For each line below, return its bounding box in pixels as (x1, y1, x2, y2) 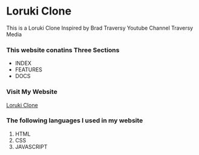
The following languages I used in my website (6, 116, 143, 125)
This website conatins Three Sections (6, 45, 120, 54)
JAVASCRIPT (15, 143, 48, 150)
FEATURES (15, 66, 42, 73)
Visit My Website (6, 88, 57, 96)
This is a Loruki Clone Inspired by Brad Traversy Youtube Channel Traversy (6, 24, 194, 31)
